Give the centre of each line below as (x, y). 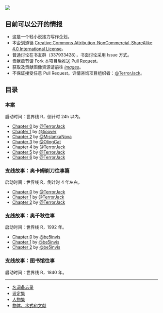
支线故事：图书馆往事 (30, 261)
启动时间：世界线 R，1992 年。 (36, 227)
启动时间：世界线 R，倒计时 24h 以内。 (44, 116)
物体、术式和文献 (29, 305)
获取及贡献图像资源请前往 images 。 (48, 67)
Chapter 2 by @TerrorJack (39, 202)
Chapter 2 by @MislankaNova (42, 137)
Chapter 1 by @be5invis (36, 242)
